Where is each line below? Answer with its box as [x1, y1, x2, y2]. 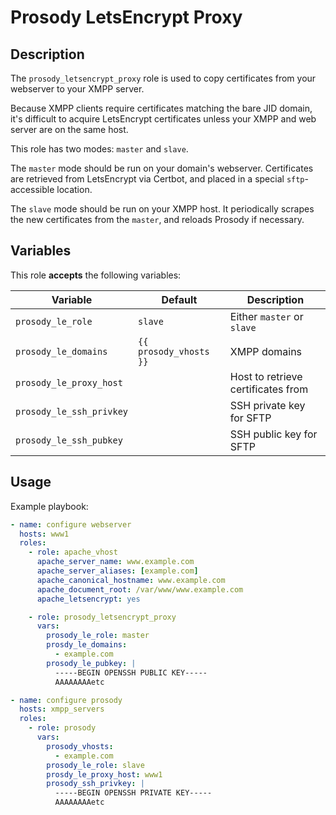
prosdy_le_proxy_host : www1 [46, 769, 163, 780]
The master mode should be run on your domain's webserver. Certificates [10, 162, 314, 174]
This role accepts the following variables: [10, 269, 182, 281]
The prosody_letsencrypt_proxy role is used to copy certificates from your [10, 72, 317, 84]
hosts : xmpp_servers [19, 704, 105, 715]
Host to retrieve [229, 369, 303, 383]
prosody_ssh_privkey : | [46, 779, 145, 789]
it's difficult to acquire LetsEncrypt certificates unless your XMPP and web [10, 113, 317, 125]
